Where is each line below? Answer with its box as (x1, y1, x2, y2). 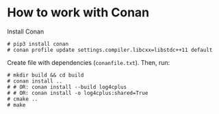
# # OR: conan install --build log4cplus (7, 83, 127, 90)
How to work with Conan (7, 5, 150, 20)
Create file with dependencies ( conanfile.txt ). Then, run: (7, 58, 170, 66)
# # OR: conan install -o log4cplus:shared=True (7, 89, 149, 96)
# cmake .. (7, 96, 38, 102)
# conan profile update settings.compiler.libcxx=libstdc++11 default (7, 46, 213, 53)
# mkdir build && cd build (7, 72, 84, 79)
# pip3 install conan (7, 40, 69, 47)
